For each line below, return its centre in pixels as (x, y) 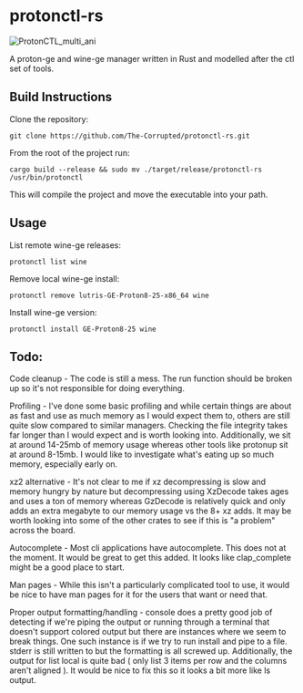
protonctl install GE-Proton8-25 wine (83, 329)
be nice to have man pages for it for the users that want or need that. (139, 595)
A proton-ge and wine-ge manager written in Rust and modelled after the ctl (152, 58)
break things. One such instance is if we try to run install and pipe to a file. (148, 641)
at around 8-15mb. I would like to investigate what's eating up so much (142, 455)
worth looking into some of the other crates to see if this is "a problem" (142, 521)
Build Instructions (61, 97)
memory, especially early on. (64, 464)
